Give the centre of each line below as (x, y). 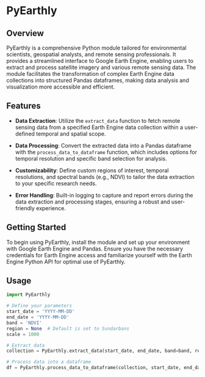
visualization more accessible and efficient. (61, 87)
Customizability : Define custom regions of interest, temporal (92, 170)
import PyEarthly (28, 295)
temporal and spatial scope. (71, 134)
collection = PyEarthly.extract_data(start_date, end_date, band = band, (99, 351)
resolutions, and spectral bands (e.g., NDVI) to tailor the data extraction (105, 177)
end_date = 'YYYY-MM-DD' (38, 317)
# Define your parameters (39, 306)
